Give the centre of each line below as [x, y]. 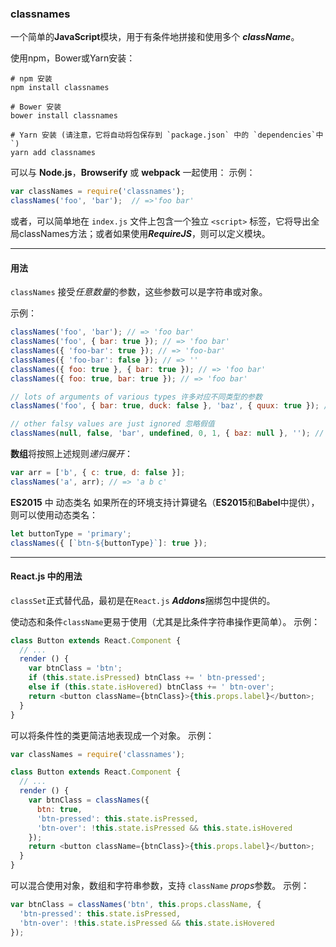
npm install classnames [60, 88]
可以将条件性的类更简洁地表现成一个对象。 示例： [112, 735]
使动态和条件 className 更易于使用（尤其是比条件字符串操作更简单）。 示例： [165, 621]
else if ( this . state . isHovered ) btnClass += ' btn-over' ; [151, 687]
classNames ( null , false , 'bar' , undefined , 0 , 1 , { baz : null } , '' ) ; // [167, 433]
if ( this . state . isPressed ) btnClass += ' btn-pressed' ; [147, 678]
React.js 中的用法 [46, 576]
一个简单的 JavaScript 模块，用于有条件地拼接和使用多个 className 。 [155, 37]
